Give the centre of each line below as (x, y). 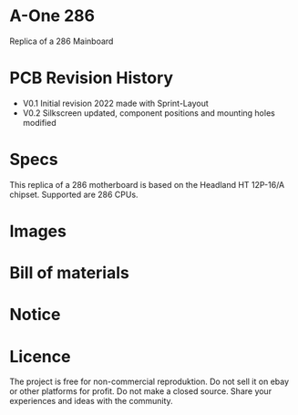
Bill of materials (69, 273)
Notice (35, 315)
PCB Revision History (92, 78)
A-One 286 (52, 16)
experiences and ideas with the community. (91, 401)
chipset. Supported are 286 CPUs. (74, 194)
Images (38, 231)
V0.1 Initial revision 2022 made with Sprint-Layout (116, 103)
